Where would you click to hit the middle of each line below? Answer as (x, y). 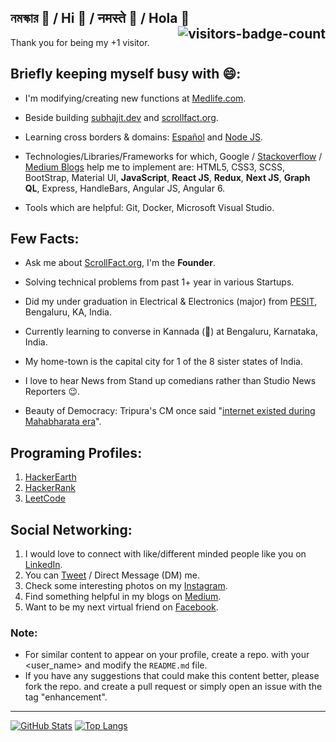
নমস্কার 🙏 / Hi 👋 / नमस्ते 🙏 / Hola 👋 (100, 18)
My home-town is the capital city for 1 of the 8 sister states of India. (163, 362)
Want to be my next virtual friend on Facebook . (121, 607)
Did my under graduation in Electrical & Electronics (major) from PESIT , (171, 302)
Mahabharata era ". (63, 422)
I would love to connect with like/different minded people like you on (165, 554)
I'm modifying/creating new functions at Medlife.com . (135, 98)
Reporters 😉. (52, 392)
